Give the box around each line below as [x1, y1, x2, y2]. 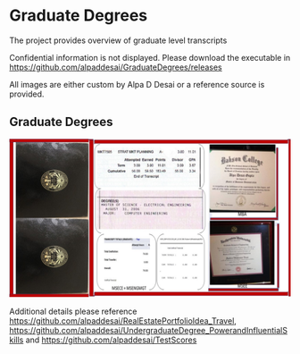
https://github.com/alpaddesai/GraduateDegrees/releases [9, 62, 222, 72]
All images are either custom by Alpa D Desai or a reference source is [9, 79, 265, 89]
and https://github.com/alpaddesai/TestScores [25, 334, 197, 345]
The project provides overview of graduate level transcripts [9, 35, 228, 46]
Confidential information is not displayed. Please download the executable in [9, 52, 291, 63]
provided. [9, 88, 45, 99]
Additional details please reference [9, 306, 137, 317]
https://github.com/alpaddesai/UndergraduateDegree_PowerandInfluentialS [9, 325, 288, 336]
